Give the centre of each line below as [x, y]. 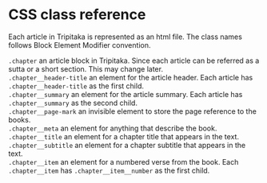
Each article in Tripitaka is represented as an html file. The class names [125, 37]
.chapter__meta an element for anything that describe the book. [113, 128]
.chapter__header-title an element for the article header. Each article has [131, 77]
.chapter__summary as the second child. [73, 103]
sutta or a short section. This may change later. [86, 68]
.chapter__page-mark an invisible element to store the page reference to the [133, 111]
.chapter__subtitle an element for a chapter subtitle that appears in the [127, 145]
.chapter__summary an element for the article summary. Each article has [126, 94]
